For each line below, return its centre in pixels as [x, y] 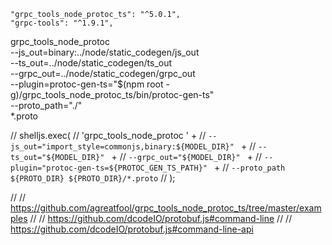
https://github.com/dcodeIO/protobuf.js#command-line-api [132, 229]
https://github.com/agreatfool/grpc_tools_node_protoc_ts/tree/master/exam [166, 208]
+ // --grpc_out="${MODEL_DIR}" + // [187, 156]
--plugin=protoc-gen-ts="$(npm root [87, 84]
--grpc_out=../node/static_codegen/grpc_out [103, 73]
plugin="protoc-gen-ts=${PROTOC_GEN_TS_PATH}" [109, 168]
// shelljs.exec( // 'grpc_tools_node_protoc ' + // [108, 135]
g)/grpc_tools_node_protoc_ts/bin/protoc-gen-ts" [112, 94]
